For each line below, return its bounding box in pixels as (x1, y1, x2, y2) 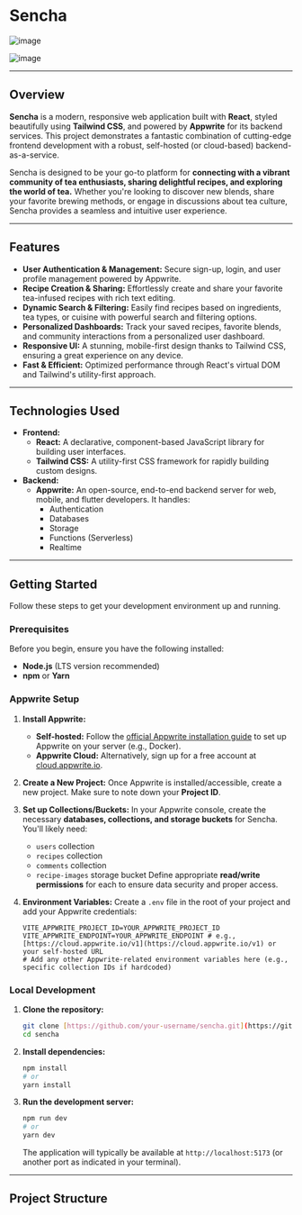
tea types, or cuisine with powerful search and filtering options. (22, 312, 258, 322)
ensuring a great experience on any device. (22, 349, 184, 360)
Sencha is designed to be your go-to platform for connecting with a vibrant (9, 167, 290, 177)
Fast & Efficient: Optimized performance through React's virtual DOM (22, 359, 280, 370)
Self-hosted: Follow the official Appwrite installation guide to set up (35, 730, 287, 741)
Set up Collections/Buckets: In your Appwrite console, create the (22, 803, 267, 815)
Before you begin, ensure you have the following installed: (9, 643, 225, 654)
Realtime (49, 542, 83, 553)
